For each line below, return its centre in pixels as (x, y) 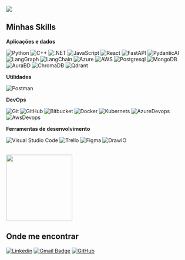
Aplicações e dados (31, 41)
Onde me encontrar (43, 237)
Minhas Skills (31, 27)
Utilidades (19, 77)
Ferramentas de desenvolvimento (48, 129)
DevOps (16, 100)
